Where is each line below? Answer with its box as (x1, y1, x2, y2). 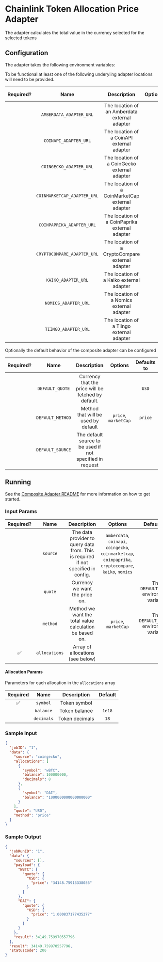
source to (79, 437, 101, 444)
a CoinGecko (106, 160, 137, 167)
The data (72, 529, 93, 535)
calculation (69, 623, 95, 630)
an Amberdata (105, 108, 138, 115)
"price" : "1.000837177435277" (31, 912, 92, 917)
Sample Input (5, 730, 37, 737)
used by (81, 417, 99, 424)
